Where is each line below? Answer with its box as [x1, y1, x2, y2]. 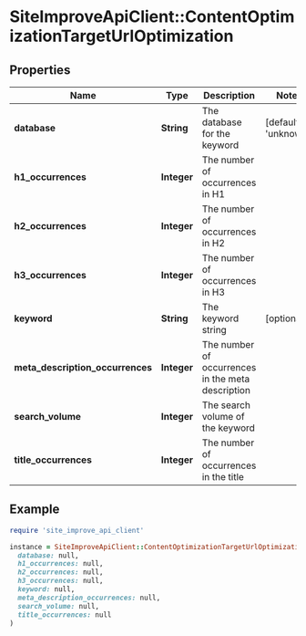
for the [201, 128, 230, 140]
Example [9, 502, 60, 517]
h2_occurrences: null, [17, 568, 104, 577]
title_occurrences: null [17, 610, 112, 620]
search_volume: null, [17, 601, 100, 610]
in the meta [201, 372, 250, 385]
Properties [9, 62, 71, 78]
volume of [201, 411, 245, 422]
